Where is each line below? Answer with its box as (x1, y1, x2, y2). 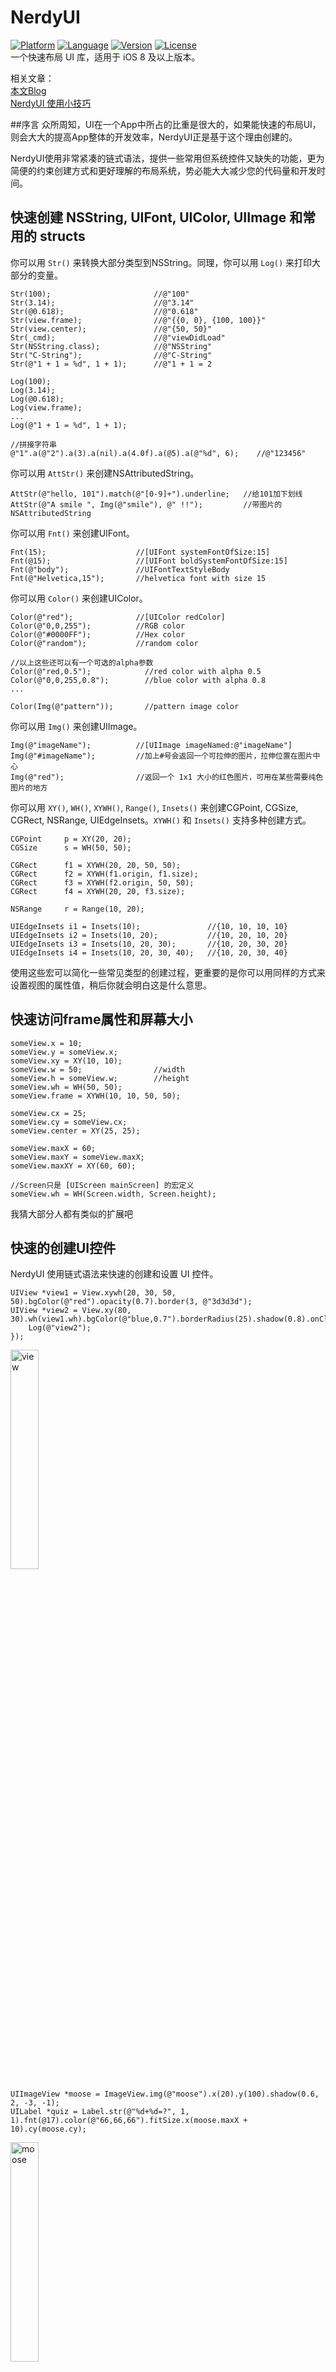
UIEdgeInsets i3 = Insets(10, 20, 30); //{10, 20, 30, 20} (10, 939, 288, 949)
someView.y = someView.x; (10, 1047, 118, 1057)
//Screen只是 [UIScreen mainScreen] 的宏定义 (10, 1180, 195, 1190)
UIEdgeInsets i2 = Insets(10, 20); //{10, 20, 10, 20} (10, 930, 288, 940)
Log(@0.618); (10, 394, 65, 404)
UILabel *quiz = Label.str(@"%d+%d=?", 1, (10, 2107, 190, 2117)
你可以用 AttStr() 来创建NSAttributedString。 (10, 467, 200, 479)
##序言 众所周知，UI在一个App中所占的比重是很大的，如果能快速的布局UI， (10, 118, 322, 130)
